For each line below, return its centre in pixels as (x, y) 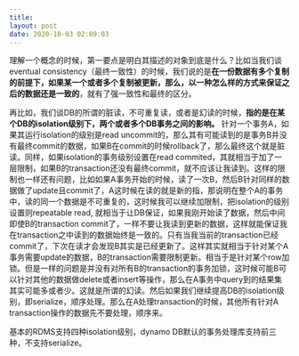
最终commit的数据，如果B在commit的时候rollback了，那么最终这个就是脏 (151, 146)
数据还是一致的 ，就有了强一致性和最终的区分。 (110, 93)
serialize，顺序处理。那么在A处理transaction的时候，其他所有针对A (155, 302)
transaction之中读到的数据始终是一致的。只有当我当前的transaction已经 (147, 235)
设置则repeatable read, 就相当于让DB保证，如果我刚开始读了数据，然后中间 (147, 213)
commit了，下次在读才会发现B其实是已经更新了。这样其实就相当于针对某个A (149, 247)
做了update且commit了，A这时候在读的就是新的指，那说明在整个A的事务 (150, 190)
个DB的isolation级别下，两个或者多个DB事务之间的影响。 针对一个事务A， (145, 124)
